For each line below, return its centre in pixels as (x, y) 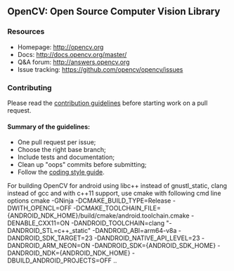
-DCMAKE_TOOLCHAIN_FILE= (117, 208)
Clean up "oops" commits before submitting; (82, 165)
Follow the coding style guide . (61, 172)
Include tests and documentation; (66, 157)
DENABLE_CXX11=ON (39, 223)
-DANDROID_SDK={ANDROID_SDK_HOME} (154, 246)
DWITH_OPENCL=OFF (40, 208)
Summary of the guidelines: (48, 127)
